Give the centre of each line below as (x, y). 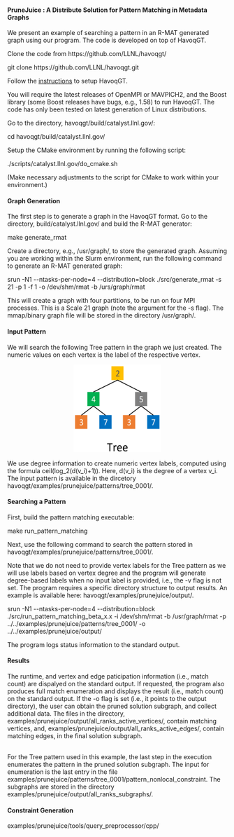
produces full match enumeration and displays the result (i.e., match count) (116, 691)
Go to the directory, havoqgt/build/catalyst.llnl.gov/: (81, 123)
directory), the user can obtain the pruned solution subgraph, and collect (112, 706)
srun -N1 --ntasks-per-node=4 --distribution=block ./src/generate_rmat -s (115, 280)
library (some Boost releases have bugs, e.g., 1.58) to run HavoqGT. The (111, 102)
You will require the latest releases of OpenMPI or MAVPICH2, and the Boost (117, 95)
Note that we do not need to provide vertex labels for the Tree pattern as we (117, 565)
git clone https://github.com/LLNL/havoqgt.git (73, 67)
